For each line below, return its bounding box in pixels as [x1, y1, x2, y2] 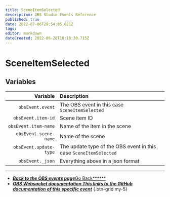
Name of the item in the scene [60, 123, 132, 130]
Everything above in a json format [60, 157, 140, 165]
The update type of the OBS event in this [60, 143, 156, 150]
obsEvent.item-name [8, 123, 55, 129]
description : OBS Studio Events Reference [5, 12, 96, 17]
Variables [5, 77, 36, 86]
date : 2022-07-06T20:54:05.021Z [5, 21, 73, 27]
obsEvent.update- [13, 144, 55, 150]
